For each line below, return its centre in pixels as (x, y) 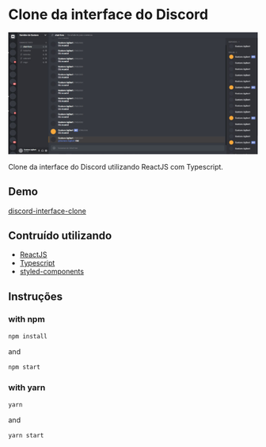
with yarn (27, 388)
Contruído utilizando (60, 235)
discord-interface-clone (47, 211)
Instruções (36, 296)
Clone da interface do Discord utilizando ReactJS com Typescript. (116, 166)
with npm (27, 319)
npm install (28, 337)
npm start (25, 367)
